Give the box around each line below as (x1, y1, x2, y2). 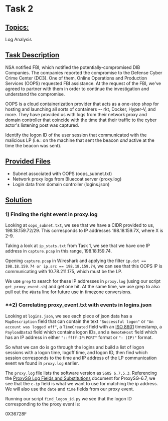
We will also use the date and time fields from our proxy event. (5, 386, 134, 392)
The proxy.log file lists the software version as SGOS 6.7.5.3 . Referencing (5, 370, 157, 376)
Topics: (5, 23, 29, 32)
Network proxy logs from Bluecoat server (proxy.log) (12, 176, 122, 182)
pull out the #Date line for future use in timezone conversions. (5, 289, 132, 295)
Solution (5, 196, 32, 204)
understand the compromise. (5, 91, 65, 97)
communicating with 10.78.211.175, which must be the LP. (5, 269, 123, 275)
